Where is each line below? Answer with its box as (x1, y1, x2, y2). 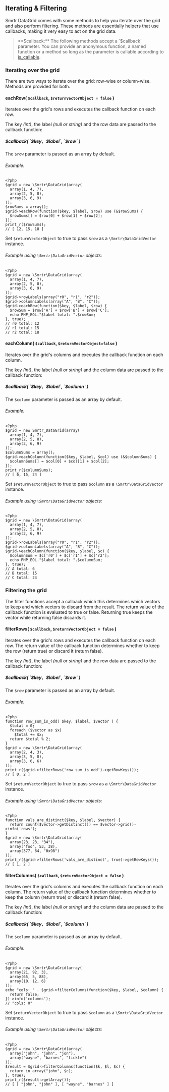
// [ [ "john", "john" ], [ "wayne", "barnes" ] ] (5, 1081, 114, 1086)
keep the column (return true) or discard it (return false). (5, 894, 122, 900)
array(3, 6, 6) (10, 759, 42, 764)
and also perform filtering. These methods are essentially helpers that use (5, 23, 159, 29)
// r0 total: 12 (5, 321, 39, 326)
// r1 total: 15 (5, 325, 39, 330)
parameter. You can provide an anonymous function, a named (17, 43, 146, 49)
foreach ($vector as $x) (10, 727, 62, 733)
